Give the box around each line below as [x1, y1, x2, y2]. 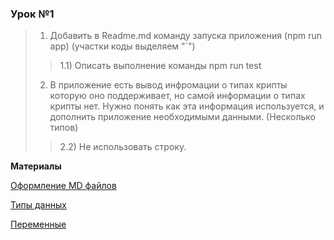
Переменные [10, 218, 67, 231]
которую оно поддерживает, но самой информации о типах [49, 90, 306, 102]
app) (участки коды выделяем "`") [49, 40, 196, 52]
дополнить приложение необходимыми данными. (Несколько [49, 111, 316, 123]
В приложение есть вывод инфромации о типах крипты [49, 79, 288, 91]
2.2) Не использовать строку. [59, 141, 187, 153]
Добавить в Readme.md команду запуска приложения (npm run [49, 30, 322, 42]
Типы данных [10, 199, 67, 211]
